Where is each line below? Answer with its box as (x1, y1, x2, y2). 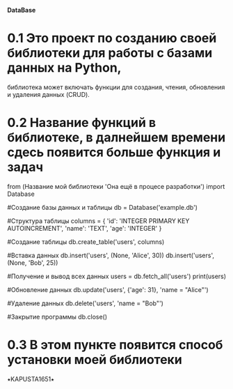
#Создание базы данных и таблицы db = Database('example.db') (7, 203, 198, 211)
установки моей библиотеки (7, 352, 182, 368)
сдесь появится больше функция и (7, 144, 221, 160)
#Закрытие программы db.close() (7, 312, 108, 321)
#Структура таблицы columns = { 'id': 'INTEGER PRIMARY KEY (7, 216, 190, 225)
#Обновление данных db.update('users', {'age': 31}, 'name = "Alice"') (7, 285, 209, 293)
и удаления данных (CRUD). (7, 90, 90, 98)
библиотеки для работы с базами (7, 45, 213, 61)
